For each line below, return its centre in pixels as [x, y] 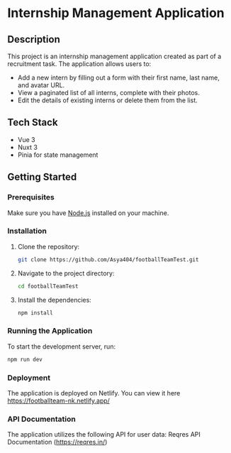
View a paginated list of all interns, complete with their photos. [109, 93]
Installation [27, 231]
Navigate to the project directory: [66, 273]
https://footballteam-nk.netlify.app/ [58, 400]
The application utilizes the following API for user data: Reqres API [104, 435]
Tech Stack [33, 122]
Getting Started [42, 177]
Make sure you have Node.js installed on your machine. [88, 213]
